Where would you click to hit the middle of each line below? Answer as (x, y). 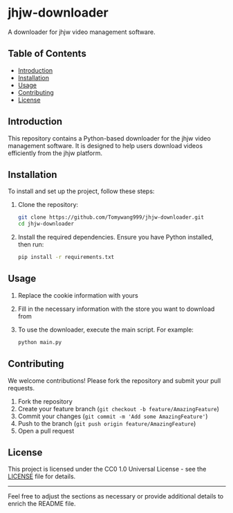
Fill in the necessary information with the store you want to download (116, 309)
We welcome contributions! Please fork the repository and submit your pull (114, 380)
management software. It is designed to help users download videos (105, 145)
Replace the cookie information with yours (78, 295)
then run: (31, 244)
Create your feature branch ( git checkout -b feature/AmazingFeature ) (119, 408)
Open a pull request (46, 431)
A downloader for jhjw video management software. (82, 32)
